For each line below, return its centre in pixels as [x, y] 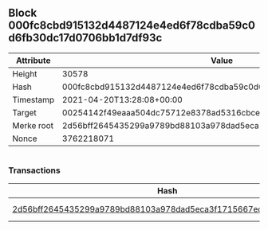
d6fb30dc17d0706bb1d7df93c [85, 38]
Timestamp [33, 99]
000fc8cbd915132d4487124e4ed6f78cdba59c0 [132, 26]
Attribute [33, 60]
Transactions [35, 170]
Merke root [33, 125]
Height [25, 73]
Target [25, 112]
